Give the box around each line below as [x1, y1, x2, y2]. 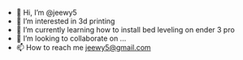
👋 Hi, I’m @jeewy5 [15, 8, 77, 17]
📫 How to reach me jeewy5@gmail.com [15, 43, 152, 52]
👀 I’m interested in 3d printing [15, 16, 115, 26]
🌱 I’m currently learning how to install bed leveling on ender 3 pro [15, 25, 236, 34]
